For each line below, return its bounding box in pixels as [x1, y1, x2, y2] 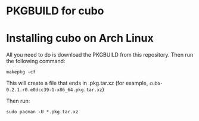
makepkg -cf [6, 69, 36, 75]
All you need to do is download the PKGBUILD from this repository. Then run [6, 51, 194, 58]
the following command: [6, 58, 66, 65]
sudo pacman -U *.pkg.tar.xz [6, 109, 79, 115]
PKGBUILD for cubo [6, 4, 104, 18]
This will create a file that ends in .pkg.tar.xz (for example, [6, 79, 148, 87]
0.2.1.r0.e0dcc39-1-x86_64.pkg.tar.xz [6, 87, 102, 93]
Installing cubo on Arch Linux [6, 32, 154, 45]
